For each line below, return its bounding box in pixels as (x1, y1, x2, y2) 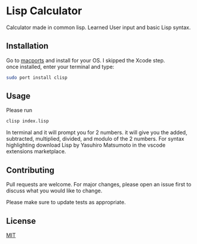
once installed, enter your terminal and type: (6, 63, 115, 70)
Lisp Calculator (6, 4, 82, 18)
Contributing (6, 165, 55, 175)
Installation (6, 41, 49, 51)
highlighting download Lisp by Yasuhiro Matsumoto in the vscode (6, 141, 166, 149)
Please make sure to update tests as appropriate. (6, 199, 126, 206)
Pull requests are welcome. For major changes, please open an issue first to (6, 181, 192, 188)
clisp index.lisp (6, 118, 49, 124)
